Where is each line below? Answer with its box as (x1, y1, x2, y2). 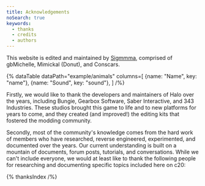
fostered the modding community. (6, 117, 92, 124)
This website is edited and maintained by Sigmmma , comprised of (6, 54, 173, 61)
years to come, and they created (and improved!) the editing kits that (6, 111, 179, 117)
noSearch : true (6, 15, 45, 21)
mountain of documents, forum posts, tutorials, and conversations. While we (6, 148, 199, 155)
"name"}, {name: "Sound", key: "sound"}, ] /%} (6, 79, 125, 86)
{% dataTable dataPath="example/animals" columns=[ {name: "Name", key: (6, 73, 197, 80)
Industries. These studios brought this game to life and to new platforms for (6, 104, 197, 111)
